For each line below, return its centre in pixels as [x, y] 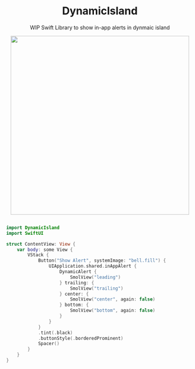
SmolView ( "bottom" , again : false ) [113, 311]
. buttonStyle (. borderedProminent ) [81, 338]
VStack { [38, 255]
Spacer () [49, 344]
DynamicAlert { [78, 272]
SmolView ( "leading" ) [95, 277]
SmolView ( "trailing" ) [97, 288]
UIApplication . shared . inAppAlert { [92, 266]
